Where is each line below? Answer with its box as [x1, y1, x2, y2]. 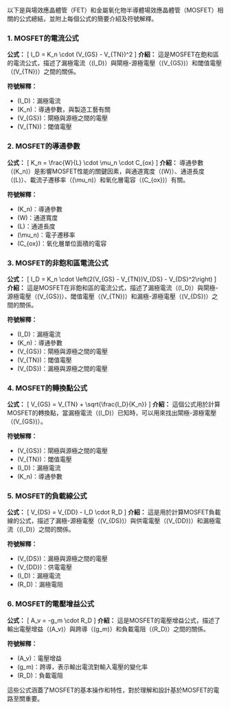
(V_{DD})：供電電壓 [16, 563, 73, 571]
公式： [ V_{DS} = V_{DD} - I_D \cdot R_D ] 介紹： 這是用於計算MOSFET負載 [7, 508, 221, 516]
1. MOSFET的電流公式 [7, 33, 79, 43]
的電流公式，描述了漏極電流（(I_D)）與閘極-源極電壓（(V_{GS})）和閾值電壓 [7, 59, 222, 67]
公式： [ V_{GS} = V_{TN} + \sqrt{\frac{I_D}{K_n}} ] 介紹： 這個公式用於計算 [7, 400, 221, 408]
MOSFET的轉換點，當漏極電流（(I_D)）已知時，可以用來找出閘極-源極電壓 [7, 408, 217, 417]
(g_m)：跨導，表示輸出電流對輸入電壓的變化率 [16, 662, 148, 670]
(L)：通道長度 [16, 222, 56, 230]
